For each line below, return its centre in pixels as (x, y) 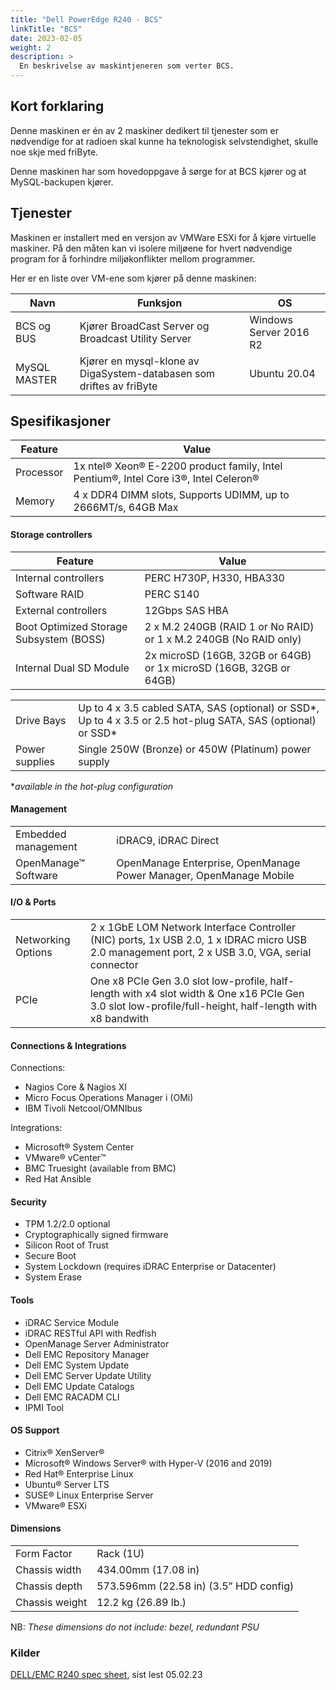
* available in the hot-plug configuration (92, 786)
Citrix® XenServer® (64, 1452)
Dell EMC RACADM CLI (72, 1397)
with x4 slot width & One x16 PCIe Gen (213, 994)
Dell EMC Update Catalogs (79, 1386)
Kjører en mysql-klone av (139, 361)
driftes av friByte (118, 386)
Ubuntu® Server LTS (67, 1484)
